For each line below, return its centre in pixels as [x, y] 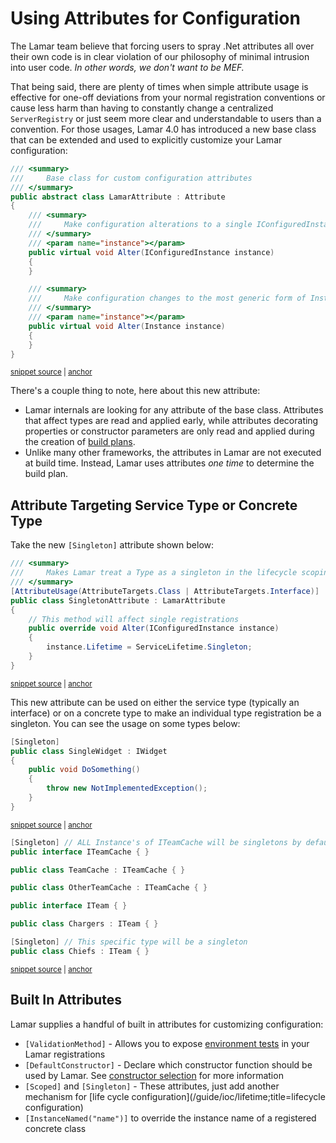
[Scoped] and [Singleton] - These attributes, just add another [152, 1086]
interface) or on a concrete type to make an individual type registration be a [166, 713]
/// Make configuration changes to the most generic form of [167, 298]
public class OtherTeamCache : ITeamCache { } [109, 888]
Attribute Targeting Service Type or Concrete [154, 505]
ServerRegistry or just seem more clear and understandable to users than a [166, 118]
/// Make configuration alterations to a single [140, 225]
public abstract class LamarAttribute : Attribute [118, 197]
